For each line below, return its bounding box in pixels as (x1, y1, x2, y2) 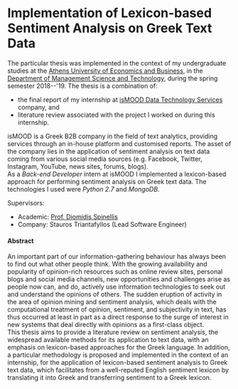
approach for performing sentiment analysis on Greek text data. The (7, 177, 207, 186)
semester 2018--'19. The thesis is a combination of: (7, 81, 158, 90)
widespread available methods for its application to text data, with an (7, 336, 209, 344)
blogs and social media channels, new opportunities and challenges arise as (7, 275, 231, 284)
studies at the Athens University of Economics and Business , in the (7, 66, 204, 75)
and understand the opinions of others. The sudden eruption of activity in (7, 290, 222, 299)
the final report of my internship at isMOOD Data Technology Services (17, 95, 223, 104)
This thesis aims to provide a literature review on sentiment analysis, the (7, 328, 219, 336)
